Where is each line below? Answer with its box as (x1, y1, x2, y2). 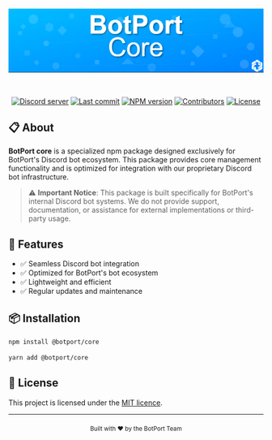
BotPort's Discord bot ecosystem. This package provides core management (8, 155, 261, 165)
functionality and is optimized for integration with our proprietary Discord (8, 163, 253, 174)
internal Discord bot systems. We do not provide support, (28, 196, 220, 206)
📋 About (8, 121, 54, 135)
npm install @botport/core (8, 338, 100, 347)
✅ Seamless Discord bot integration (19, 259, 140, 269)
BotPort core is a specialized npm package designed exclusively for (8, 146, 236, 156)
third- (236, 205, 255, 215)
